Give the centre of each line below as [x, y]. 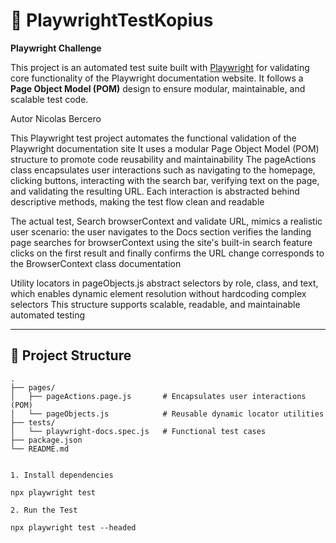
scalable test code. [49, 99]
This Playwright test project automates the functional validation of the [153, 138]
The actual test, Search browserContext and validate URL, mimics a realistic [166, 221]
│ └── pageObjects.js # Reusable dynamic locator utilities [167, 414]
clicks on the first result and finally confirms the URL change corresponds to [167, 253]
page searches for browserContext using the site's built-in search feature [161, 242]
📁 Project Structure [71, 355]
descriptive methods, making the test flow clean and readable [137, 201]
